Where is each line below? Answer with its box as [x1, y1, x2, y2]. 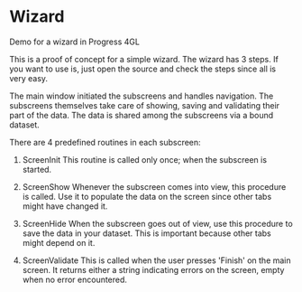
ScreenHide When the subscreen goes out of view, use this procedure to [22, 218, 293, 229]
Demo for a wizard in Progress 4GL [9, 36, 140, 47]
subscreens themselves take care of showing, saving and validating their [9, 99, 280, 110]
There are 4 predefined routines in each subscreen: [9, 137, 201, 147]
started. [22, 164, 52, 174]
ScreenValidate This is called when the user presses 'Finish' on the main [22, 255, 291, 266]
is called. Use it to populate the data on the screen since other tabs [22, 191, 272, 202]
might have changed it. [22, 201, 108, 212]
